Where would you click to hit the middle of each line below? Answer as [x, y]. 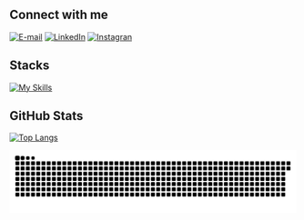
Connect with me [59, 15]
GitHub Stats [46, 116]
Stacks [30, 66]
